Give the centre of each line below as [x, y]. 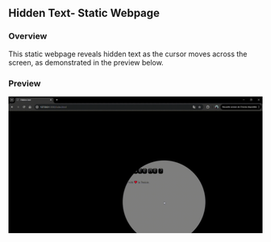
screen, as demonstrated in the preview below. [86, 62]
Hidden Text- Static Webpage [84, 13]
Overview [28, 36]
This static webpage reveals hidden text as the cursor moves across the [128, 54]
